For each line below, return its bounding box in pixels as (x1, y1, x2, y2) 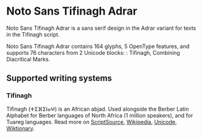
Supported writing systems (6, 73, 113, 83)
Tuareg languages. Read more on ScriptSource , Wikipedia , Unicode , (6, 118, 177, 125)
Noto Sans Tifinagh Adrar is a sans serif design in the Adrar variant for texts (6, 24, 197, 32)
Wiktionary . (6, 125, 35, 132)
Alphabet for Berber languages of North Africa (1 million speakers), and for (6, 111, 193, 119)
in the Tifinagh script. (6, 30, 60, 38)
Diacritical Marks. (6, 55, 50, 63)
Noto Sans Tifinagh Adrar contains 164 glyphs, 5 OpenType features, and (6, 43, 190, 50)
